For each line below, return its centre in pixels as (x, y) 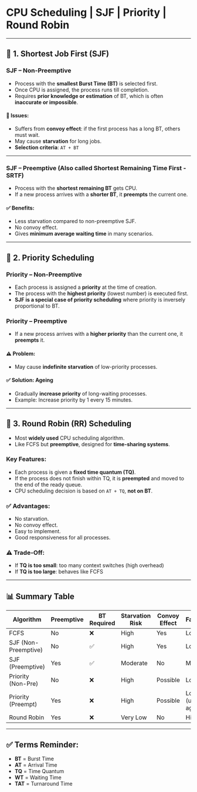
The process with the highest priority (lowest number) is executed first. (101, 294)
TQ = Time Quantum (39, 771)
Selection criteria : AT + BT (47, 147)
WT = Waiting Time (38, 777)
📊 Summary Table (40, 596)
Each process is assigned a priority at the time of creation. (86, 287)
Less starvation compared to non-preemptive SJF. (75, 221)
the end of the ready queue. (48, 484)
